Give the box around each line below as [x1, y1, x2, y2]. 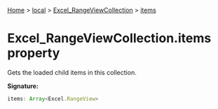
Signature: [7, 82, 39, 90]
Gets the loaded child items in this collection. [7, 68, 137, 76]
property [7, 45, 60, 61]
